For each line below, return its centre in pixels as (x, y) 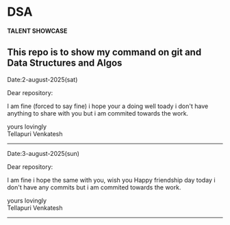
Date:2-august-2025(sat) (42, 79)
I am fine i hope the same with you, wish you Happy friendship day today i (111, 180)
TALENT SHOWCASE (37, 31)
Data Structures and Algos (65, 63)
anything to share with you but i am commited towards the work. (98, 113)
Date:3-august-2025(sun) (43, 153)
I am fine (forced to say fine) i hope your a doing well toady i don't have (108, 106)
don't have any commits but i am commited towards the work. (94, 187)
